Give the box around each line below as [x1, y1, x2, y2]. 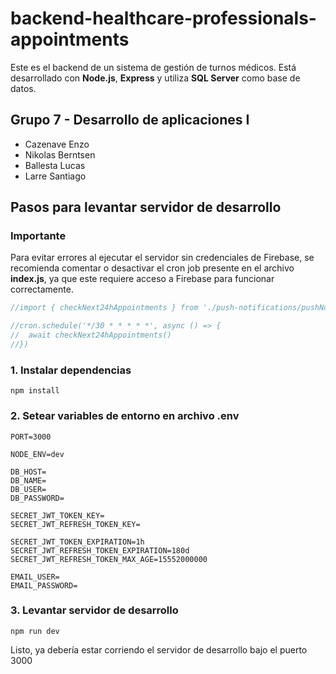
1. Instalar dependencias [10, 363, 132, 377]
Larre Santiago [24, 170, 87, 182]
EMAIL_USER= [10, 572, 60, 582]
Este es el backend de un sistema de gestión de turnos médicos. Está [10, 61, 297, 73]
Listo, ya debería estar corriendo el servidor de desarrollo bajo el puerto [10, 643, 308, 656]
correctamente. [10, 283, 74, 296]
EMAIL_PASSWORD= [10, 580, 78, 591]
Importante [10, 229, 67, 243]
